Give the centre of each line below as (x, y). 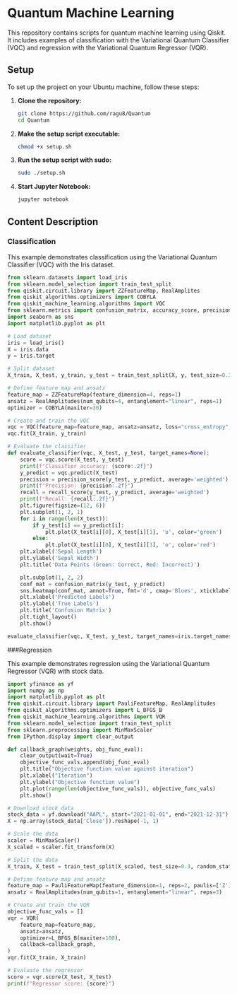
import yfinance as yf (41, 684)
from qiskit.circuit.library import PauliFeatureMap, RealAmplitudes (112, 704)
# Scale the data (33, 834)
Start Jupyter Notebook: (54, 187)
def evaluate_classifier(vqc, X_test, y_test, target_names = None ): (109, 453)
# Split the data (33, 860)
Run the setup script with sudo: (64, 160)
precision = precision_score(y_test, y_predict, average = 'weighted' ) (124, 479)
